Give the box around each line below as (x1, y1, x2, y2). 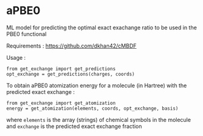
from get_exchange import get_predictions (6, 65, 116, 72)
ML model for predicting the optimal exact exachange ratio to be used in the (6, 24, 197, 31)
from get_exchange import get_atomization (6, 100, 116, 106)
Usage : (6, 54, 26, 61)
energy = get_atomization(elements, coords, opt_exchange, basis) (6, 105, 179, 112)
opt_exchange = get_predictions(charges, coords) (6, 71, 135, 77)
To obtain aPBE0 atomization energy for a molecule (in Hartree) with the (6, 82, 187, 89)
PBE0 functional (6, 30, 47, 37)
